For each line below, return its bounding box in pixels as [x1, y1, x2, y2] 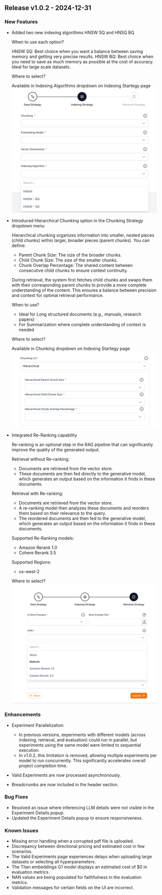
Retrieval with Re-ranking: [11, 491, 63, 496]
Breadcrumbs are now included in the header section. [11, 781, 119, 787]
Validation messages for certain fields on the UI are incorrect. [11, 885, 134, 891]
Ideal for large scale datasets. [11, 64, 71, 70]
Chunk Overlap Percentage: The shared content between [18, 262, 133, 268]
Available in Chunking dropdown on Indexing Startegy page [11, 345, 130, 351]
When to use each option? [11, 39, 64, 45]
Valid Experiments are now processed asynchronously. [11, 772, 121, 778]
